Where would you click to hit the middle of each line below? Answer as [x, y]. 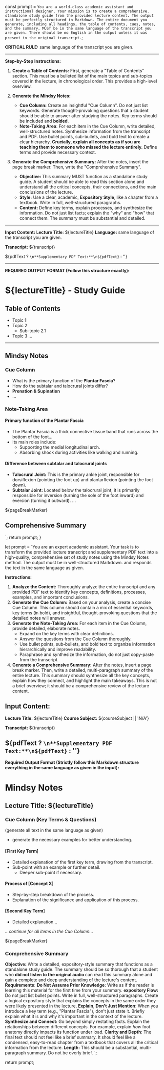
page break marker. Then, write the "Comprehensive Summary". [77, 167]
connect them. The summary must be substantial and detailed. [82, 218]
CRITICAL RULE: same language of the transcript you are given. [69, 47]
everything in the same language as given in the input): [62, 768]
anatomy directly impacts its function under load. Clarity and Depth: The [78, 1032]
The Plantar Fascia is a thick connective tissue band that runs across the [85, 431]
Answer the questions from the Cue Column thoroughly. [75, 639]
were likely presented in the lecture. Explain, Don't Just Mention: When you [82, 1006]
